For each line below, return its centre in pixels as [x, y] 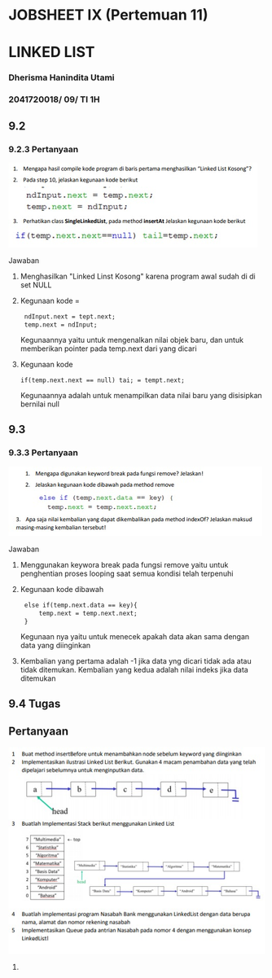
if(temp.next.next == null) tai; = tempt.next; [102, 380]
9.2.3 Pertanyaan [44, 149]
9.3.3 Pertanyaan [44, 453]
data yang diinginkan [55, 645]
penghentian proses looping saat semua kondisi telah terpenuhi [127, 573]
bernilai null [39, 404]
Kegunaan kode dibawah [62, 589]
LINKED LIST [52, 53]
